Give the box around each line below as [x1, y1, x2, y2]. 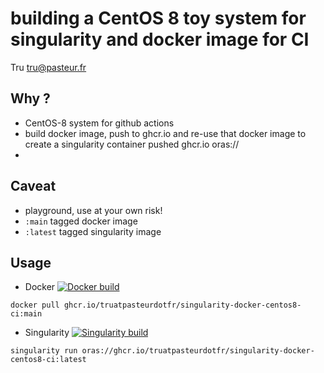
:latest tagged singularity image [24, 225, 162, 237]
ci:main [10, 309, 43, 319]
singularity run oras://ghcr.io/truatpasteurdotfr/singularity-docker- [10, 346, 315, 356]
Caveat [10, 178, 57, 195]
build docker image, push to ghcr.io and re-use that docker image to [24, 127, 307, 139]
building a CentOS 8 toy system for [10, 7, 307, 30]
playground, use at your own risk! [24, 204, 163, 216]
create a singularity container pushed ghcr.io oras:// [24, 138, 240, 150]
